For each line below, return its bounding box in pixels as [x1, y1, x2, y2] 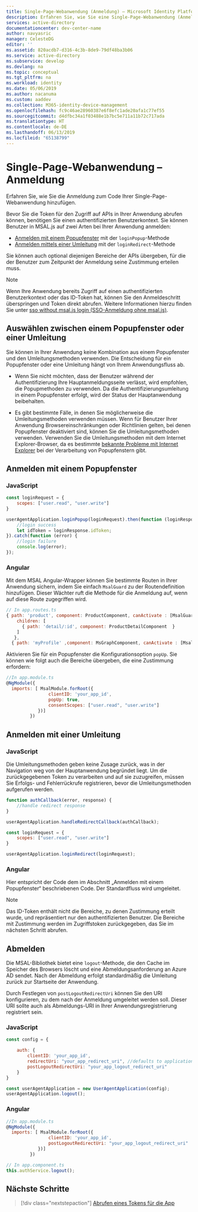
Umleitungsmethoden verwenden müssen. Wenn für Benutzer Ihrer [14, 415, 178, 423]
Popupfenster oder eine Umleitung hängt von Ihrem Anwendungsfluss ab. [6, 361, 185, 368]
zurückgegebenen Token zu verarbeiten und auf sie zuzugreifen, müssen [6, 774, 184, 781]
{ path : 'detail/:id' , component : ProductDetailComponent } [21, 623, 176, 629]
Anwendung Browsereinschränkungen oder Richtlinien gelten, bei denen [14, 421, 191, 428]
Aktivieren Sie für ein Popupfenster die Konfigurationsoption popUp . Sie [6, 651, 178, 658]
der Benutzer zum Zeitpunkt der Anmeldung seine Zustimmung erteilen [6, 258, 179, 265]
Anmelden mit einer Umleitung [6, 729, 121, 739]
